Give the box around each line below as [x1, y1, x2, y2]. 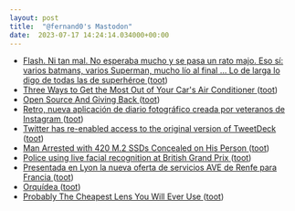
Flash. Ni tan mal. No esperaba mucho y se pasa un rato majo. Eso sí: [22, 56, 284, 67]
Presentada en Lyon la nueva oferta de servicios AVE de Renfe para [22, 162, 277, 174]
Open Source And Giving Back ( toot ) [22, 94, 161, 105]
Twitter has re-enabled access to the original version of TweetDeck [22, 123, 277, 134]
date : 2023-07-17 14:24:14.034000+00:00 [9, 30, 170, 39]
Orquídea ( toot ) [22, 182, 81, 193]
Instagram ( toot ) [22, 113, 84, 124]
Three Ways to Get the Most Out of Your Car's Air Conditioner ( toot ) [22, 84, 279, 96]
